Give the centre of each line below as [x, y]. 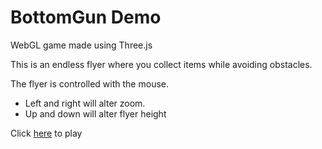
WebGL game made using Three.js [81, 45]
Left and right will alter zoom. [85, 103]
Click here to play [46, 133]
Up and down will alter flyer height [95, 113]
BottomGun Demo [86, 17]
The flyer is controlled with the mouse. [89, 83]
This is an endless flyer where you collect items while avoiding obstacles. [161, 64]
